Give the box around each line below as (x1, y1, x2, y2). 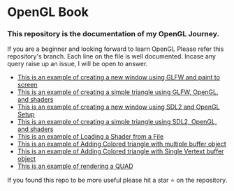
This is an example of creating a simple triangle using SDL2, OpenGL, (17, 118, 217, 126)
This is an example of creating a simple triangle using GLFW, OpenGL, (17, 88, 219, 96)
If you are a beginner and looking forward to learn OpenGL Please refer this (7, 45, 224, 53)
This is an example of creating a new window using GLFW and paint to (17, 73, 220, 82)
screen (17, 81, 38, 89)
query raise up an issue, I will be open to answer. (7, 60, 148, 68)
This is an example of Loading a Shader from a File (17, 132, 164, 141)
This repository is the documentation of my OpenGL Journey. (7, 29, 220, 39)
